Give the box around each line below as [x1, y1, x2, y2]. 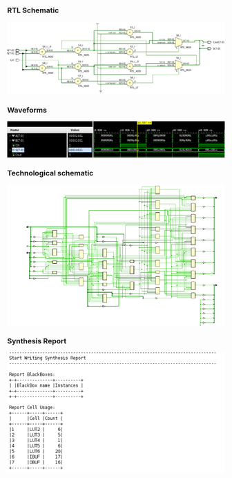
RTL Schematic [7, 6, 59, 15]
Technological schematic [7, 168, 94, 178]
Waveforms [7, 106, 47, 115]
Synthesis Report [7, 336, 67, 345]
